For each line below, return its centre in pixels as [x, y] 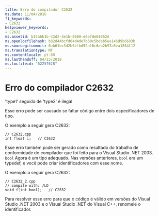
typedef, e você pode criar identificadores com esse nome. [64, 163]
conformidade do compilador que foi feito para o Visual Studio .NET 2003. [79, 153]
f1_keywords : [18, 18]
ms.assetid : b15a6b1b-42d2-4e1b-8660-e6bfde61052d [57, 37]
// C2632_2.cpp [20, 181]
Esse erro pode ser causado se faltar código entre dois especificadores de [80, 111]
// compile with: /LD [27, 186]
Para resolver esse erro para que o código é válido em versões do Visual [78, 199]
